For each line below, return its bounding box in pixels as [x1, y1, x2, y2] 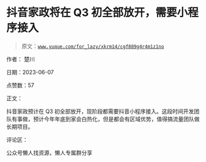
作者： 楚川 [6, 55, 35, 63]
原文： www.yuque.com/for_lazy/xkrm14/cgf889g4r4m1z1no [21, 42, 164, 50]
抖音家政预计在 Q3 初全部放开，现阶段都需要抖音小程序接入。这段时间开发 [6, 107, 194, 115]
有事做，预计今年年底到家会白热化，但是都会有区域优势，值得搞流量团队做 [11, 115, 200, 123]
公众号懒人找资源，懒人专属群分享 [6, 148, 93, 156]
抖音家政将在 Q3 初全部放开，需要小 [6, 6, 188, 20]
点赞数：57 [6, 81, 35, 89]
